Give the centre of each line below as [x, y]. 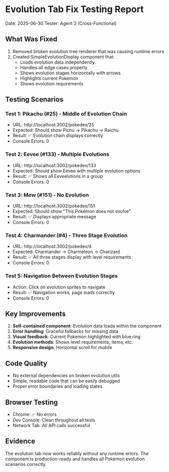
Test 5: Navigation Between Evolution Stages [62, 276]
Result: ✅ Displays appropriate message [54, 217]
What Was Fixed [31, 39]
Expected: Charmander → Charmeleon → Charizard [66, 252]
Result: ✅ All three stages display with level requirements [72, 257]
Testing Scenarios [35, 100]
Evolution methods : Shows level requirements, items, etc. [73, 342]
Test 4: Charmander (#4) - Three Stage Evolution [66, 235]
